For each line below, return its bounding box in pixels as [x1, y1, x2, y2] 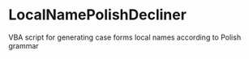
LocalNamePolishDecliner [8, 6, 187, 24]
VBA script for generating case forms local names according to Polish [8, 32, 242, 42]
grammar [8, 40, 39, 50]
